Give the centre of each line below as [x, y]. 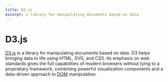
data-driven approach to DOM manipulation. [51, 74]
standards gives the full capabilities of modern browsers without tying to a [82, 63]
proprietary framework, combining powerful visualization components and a [84, 69]
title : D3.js [19, 10]
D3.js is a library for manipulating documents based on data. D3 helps [78, 53]
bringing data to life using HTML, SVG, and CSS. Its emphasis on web [77, 58]
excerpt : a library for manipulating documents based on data [72, 14]
